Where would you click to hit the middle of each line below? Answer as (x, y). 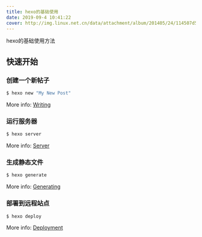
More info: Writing (29, 104)
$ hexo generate (26, 175)
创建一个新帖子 (28, 80)
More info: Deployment (35, 228)
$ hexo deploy (24, 216)
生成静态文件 (25, 162)
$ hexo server (24, 134)
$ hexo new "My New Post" (38, 93)
